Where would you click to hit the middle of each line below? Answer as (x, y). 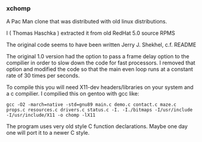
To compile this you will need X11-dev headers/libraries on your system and (100, 87)
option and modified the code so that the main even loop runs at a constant (99, 69)
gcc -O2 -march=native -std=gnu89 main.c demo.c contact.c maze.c (91, 105)
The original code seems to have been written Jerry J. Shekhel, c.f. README (101, 45)
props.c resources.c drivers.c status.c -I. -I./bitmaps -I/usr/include (99, 110)
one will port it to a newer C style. (48, 133)
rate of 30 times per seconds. (43, 76)
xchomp (19, 8)
